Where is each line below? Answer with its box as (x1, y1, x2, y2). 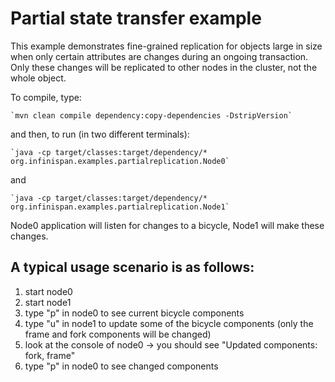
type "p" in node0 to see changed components (24, 360, 219, 372)
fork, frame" (24, 349, 76, 361)
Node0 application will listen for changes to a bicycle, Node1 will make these (10, 219, 325, 231)
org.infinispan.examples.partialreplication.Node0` (10, 156, 230, 166)
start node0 (24, 285, 73, 297)
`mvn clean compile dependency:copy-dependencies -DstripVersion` (10, 110, 293, 121)
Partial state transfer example (10, 7, 262, 30)
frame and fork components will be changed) (24, 328, 212, 340)
